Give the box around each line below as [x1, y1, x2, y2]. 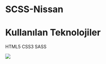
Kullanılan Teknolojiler [5, 27, 101, 39]
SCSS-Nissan [5, 4, 63, 15]
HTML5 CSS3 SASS [5, 44, 47, 50]
